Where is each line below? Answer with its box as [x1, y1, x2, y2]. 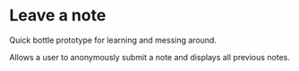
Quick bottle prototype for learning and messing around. [9, 35, 218, 45]
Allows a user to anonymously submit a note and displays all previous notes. [9, 51, 291, 62]
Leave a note [9, 5, 107, 26]
